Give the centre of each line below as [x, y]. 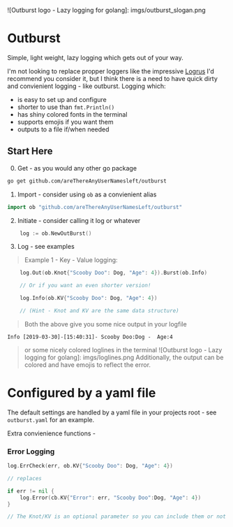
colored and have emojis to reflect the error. [88, 364]
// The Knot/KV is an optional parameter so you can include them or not [117, 517]
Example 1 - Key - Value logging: [71, 260]
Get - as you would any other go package [77, 168]
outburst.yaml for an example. [51, 419]
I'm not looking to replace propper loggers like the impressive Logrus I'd [111, 71]
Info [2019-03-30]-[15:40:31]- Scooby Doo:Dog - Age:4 [90, 337]
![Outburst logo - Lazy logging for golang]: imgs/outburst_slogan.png [106, 10]
